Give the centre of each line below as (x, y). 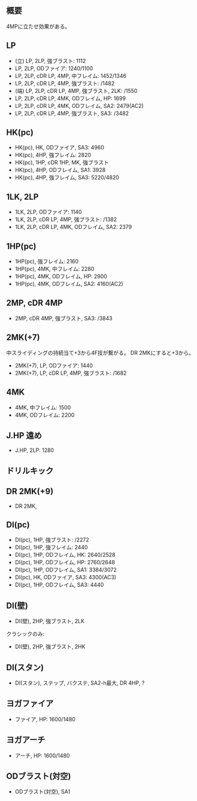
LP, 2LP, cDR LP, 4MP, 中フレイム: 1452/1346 (71, 76)
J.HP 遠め (24, 436)
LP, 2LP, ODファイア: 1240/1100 (54, 68)
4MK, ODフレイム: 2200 (45, 415)
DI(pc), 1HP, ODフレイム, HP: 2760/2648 (65, 562)
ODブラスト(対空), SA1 (43, 792)
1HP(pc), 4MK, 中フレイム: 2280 (54, 269)
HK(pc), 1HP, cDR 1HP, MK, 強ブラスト (62, 162)
